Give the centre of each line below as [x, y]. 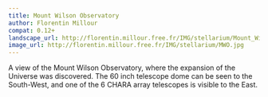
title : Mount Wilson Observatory [64, 16]
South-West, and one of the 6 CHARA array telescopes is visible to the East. [133, 85]
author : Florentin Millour [53, 23]
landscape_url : [33, 38]
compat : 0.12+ [32, 30]
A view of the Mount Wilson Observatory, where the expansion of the [122, 68]
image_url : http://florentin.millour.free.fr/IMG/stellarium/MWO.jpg [126, 45]
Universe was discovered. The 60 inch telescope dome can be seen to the [130, 76]
